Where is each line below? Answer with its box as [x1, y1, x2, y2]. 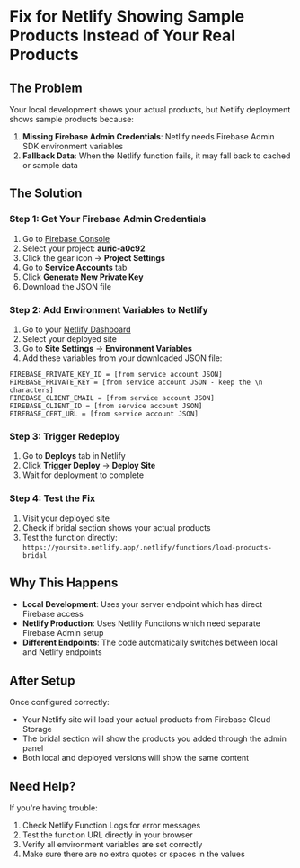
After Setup [9, 673, 75, 688]
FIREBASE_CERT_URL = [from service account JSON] [9, 409, 199, 418]
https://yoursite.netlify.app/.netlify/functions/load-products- [22, 542, 272, 552]
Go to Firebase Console [22, 233, 110, 244]
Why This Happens [9, 575, 119, 590]
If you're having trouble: [9, 802, 98, 813]
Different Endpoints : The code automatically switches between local [22, 637, 278, 649]
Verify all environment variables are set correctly [22, 839, 203, 850]
